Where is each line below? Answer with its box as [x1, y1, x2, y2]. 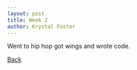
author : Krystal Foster [7, 23, 76, 30]
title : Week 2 [7, 17, 48, 24]
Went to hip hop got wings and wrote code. [7, 42, 130, 51]
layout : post [7, 10, 45, 17]
